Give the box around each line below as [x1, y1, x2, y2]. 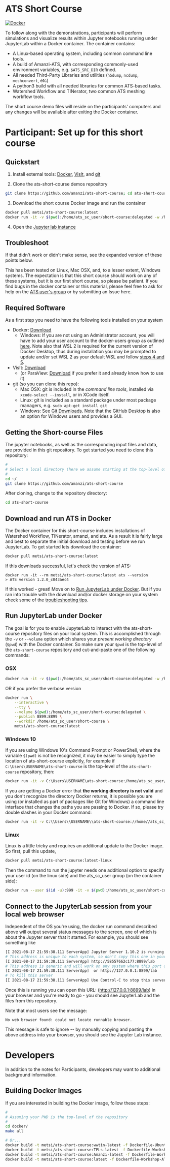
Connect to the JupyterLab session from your [5, 902, 152, 910]
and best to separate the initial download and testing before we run [5, 538, 145, 544]
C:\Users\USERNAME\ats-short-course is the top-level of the [5, 763, 128, 770]
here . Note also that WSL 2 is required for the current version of [20, 343, 153, 349]
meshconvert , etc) [12, 77, 49, 83]
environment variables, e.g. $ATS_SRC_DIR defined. [12, 67, 116, 73]
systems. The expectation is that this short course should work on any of [5, 272, 157, 279]
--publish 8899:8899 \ [14, 714, 62, 719]
